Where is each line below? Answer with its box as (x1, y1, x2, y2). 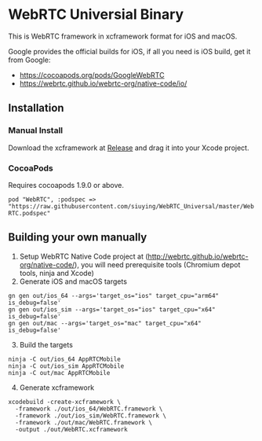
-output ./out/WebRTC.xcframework (15, 425, 128, 433)
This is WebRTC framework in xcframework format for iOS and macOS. (8, 31, 238, 41)
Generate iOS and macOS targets (19, 277, 128, 286)
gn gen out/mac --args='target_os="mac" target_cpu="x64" (8, 319, 202, 327)
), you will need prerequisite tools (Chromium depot (74, 259, 241, 269)
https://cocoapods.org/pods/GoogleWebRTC (19, 70, 165, 79)
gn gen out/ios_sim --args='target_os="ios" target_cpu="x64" (8, 305, 216, 314)
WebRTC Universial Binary (8, 6, 184, 24)
